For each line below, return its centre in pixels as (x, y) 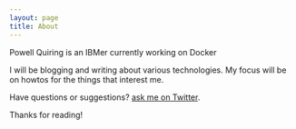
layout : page (34, 18)
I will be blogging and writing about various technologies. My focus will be (148, 70)
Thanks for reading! (46, 114)
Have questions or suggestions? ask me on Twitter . (105, 97)
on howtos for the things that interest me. (87, 79)
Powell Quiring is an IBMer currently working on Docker (113, 52)
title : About (34, 26)
